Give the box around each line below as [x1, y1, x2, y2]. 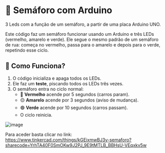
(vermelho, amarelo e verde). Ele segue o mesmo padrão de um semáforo [5, 36, 159, 42]
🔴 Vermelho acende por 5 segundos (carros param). [20, 91, 130, 97]
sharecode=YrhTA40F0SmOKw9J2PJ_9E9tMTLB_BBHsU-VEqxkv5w [5, 142, 147, 148]
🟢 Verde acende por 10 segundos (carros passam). [20, 105, 128, 111]
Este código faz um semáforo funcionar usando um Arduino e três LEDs [5, 31, 154, 37]
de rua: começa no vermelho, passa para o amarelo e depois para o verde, [5, 41, 160, 47]
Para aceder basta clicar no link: [5, 131, 72, 137]
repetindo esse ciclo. [5, 47, 49, 53]
